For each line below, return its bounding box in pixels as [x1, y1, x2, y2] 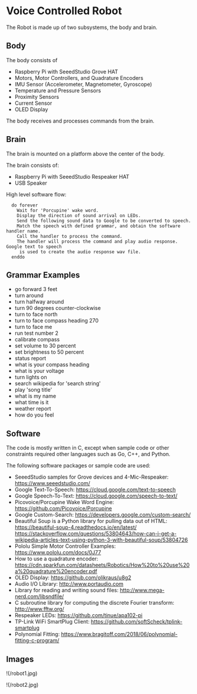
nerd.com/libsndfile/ [14, 593, 64, 600]
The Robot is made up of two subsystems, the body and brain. [6, 24, 157, 31]
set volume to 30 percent [14, 342, 76, 350]
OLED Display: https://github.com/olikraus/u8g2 [14, 574, 132, 581]
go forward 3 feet [14, 286, 58, 293]
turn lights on [14, 374, 47, 381]
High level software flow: [6, 191, 67, 198]
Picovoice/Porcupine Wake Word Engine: [14, 499, 114, 506]
